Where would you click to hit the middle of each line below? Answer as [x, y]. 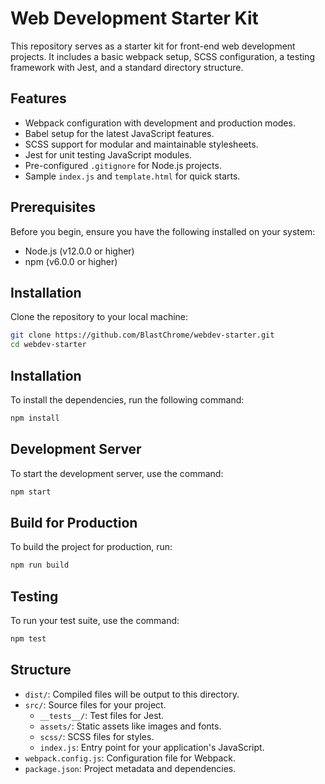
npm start [31, 492]
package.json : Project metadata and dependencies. [130, 768]
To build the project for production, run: [91, 547]
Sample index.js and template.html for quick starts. [132, 176]
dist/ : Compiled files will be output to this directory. [132, 694]
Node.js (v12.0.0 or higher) [79, 251]
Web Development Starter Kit [134, 18]
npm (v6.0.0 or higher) [71, 261]
